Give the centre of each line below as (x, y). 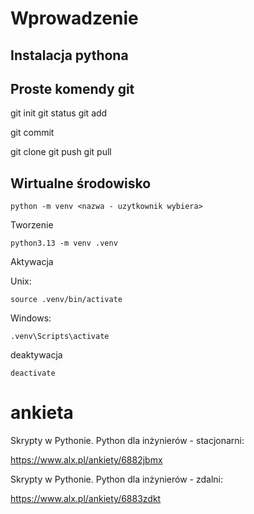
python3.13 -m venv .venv (64, 243)
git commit (32, 133)
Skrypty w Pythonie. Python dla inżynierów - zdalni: (117, 479)
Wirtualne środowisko (81, 183)
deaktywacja (36, 355)
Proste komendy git (72, 88)
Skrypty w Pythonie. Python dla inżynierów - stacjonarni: (127, 441)
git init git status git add (59, 113)
